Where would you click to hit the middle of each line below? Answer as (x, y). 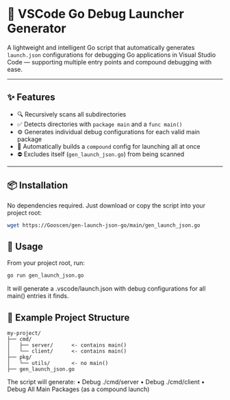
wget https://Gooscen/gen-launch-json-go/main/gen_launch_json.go (104, 225)
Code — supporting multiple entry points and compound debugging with (110, 62)
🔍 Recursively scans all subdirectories (72, 114)
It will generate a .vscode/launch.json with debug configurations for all (106, 289)
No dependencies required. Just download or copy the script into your (106, 205)
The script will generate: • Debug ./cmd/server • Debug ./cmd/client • (106, 382)
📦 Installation (38, 185)
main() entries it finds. (38, 296)
